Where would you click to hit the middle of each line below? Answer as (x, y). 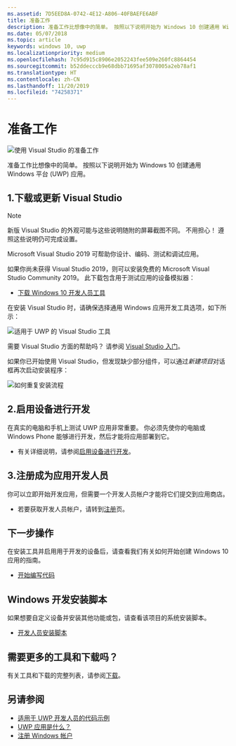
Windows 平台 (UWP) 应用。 (48, 174)
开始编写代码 (36, 575)
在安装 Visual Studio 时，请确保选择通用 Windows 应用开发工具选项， (108, 308)
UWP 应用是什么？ (44, 726)
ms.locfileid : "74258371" (45, 92)
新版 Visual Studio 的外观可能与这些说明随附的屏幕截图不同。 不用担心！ (112, 230)
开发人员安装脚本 (42, 633)
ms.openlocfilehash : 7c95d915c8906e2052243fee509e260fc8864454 (102, 60)
